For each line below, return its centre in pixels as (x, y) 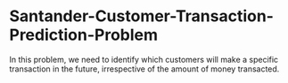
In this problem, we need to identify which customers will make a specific (144, 59)
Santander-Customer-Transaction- (142, 16)
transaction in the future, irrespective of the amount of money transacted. (144, 69)
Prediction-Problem (84, 35)
